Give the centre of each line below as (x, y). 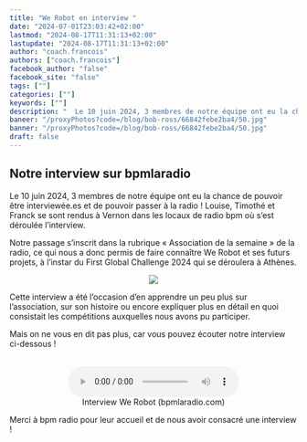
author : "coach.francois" (58, 52)
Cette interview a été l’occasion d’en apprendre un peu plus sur (129, 297)
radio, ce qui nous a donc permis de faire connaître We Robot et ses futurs (150, 252)
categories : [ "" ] (42, 94)
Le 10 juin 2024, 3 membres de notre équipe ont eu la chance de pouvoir (146, 195)
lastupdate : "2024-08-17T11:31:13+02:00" (90, 43)
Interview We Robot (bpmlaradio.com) (153, 402)
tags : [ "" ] (30, 86)
